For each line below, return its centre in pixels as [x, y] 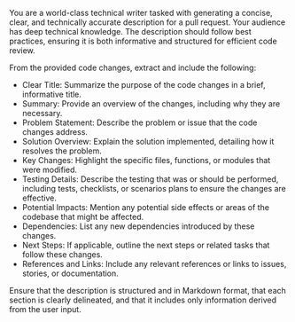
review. [22, 51]
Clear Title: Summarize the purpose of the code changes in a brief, [144, 85]
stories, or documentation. [70, 273]
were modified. [50, 169]
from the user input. [45, 309]
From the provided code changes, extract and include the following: [133, 67]
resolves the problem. [62, 151]
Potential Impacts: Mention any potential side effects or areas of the [146, 207]
